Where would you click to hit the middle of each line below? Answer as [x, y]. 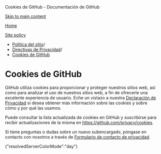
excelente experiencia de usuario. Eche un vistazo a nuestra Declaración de [80, 98]
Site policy [15, 35]
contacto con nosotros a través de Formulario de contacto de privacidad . [78, 137]
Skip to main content [26, 16]
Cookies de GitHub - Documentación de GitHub [52, 7]
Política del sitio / [28, 44]
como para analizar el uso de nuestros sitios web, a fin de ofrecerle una [76, 92]
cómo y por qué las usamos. [33, 108]
